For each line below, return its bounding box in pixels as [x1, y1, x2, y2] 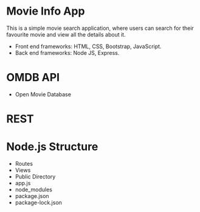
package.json [15, 193, 50, 199]
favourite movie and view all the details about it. [6, 30, 126, 38]
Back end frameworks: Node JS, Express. [15, 49, 120, 56]
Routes [15, 160, 33, 167]
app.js [15, 180, 31, 186]
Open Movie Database [15, 90, 72, 98]
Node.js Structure [6, 140, 98, 154]
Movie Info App [6, 4, 85, 18]
